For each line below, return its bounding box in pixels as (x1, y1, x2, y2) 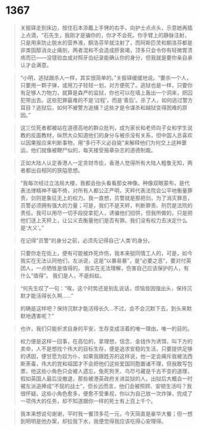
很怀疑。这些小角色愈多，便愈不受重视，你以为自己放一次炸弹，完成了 (20, 389, 193, 397)
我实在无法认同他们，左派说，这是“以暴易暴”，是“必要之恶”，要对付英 (20, 257, 192, 264)
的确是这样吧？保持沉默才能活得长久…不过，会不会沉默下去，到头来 (20, 305, 187, 312)
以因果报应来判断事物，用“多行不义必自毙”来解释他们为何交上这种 (20, 139, 182, 146)
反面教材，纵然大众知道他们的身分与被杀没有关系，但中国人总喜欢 (30, 131, 193, 139)
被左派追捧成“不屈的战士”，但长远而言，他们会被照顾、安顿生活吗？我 (20, 382, 192, 389)
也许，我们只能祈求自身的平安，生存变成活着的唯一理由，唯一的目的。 (20, 325, 193, 332)
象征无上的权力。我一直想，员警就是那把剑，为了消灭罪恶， (46, 194, 193, 201)
